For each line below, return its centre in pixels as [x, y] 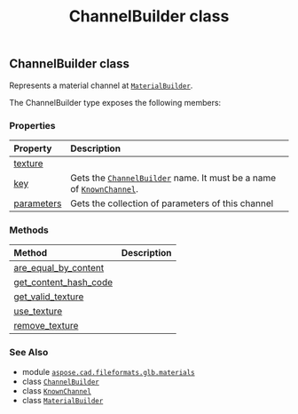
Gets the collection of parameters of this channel [172, 203]
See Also [29, 353]
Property [33, 148]
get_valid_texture [49, 297]
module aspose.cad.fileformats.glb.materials [108, 371]
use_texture [38, 311]
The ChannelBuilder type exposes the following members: [115, 102]
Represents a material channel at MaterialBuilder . [101, 85]
